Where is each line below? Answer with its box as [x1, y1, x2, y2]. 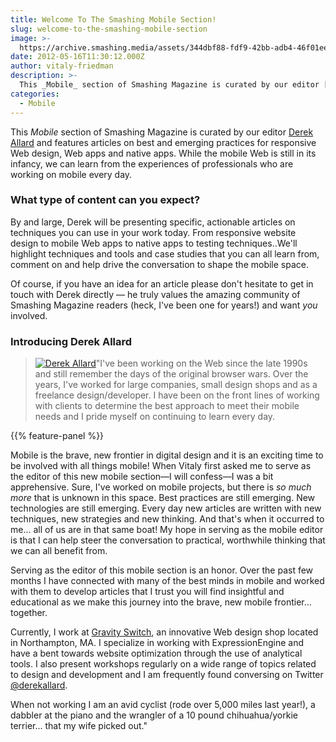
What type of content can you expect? [10, 193, 201, 207]
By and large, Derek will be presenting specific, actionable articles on [10, 216, 296, 228]
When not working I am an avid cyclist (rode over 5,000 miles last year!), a [10, 699, 316, 711]
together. [10, 607, 48, 619]
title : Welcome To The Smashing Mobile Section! [10, 14, 217, 25]
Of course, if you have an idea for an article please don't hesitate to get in [10, 277, 314, 290]
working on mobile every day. [10, 168, 133, 180]
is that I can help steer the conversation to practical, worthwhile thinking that [10, 534, 326, 546]
